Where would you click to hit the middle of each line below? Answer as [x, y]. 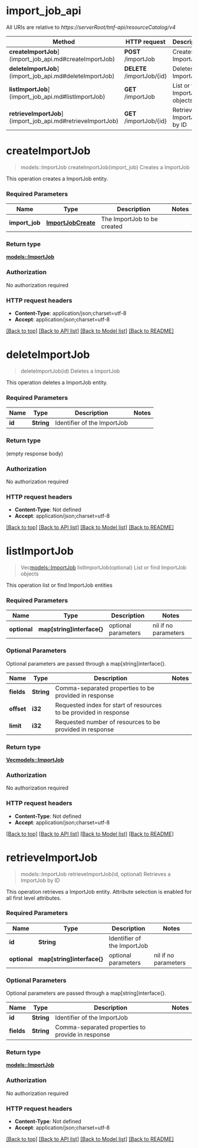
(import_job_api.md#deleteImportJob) [62, 76]
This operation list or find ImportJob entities [60, 585]
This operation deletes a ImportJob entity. [57, 382]
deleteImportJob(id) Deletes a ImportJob [70, 371]
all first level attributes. [34, 898]
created [112, 226]
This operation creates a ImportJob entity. [57, 179]
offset [18, 709]
